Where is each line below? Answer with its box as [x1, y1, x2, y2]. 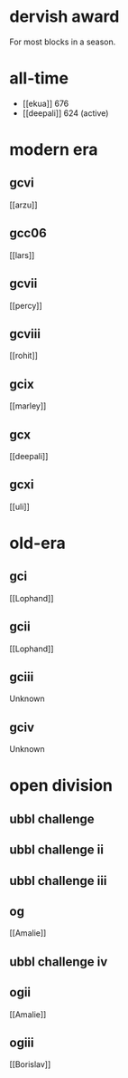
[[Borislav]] [9, 1059, 51, 1070]
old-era [9, 533, 66, 553]
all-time [9, 68, 69, 89]
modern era [9, 140, 98, 160]
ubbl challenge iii [9, 872, 107, 889]
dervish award [9, 6, 120, 27]
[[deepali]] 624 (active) [22, 107, 109, 119]
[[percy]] [9, 300, 42, 311]
